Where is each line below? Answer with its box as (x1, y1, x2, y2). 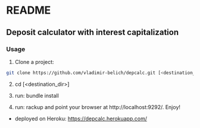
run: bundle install (14, 92, 60, 99)
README (6, 4, 51, 17)
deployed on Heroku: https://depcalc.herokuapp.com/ (14, 115, 148, 122)
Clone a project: (14, 58, 55, 65)
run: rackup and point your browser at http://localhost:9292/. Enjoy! (14, 103, 180, 110)
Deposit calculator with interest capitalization (6, 27, 179, 37)
